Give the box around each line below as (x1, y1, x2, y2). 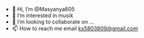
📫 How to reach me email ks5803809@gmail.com (11, 25, 138, 32)
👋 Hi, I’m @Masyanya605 (11, 6, 75, 12)
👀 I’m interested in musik (11, 12, 74, 19)
